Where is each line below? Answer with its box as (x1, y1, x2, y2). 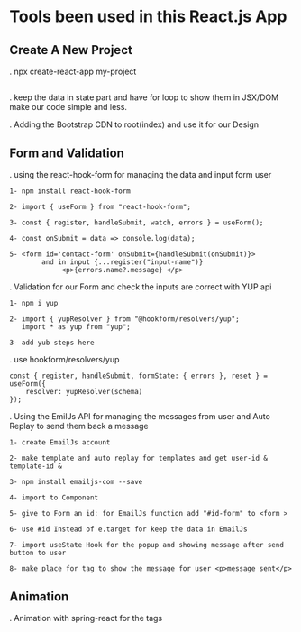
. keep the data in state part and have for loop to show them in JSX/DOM (9, 92, 279, 103)
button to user (9, 548, 67, 558)
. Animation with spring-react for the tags (9, 613, 163, 624)
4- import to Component (9, 493, 99, 502)
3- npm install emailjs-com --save (9, 478, 143, 487)
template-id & (9, 462, 63, 471)
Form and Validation (9, 145, 124, 160)
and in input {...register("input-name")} (41, 258, 204, 267)
